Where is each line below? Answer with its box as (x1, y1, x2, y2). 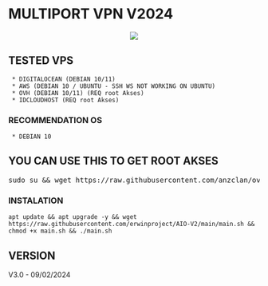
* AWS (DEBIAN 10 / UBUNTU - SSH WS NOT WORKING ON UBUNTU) (11, 81, 216, 90)
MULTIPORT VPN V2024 (8, 5, 174, 23)
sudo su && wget (8, 175, 72, 185)
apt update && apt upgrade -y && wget (8, 213, 137, 221)
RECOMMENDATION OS (8, 114, 102, 125)
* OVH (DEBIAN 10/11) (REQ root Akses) (11, 89, 145, 97)
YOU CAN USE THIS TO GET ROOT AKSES (8, 154, 219, 168)
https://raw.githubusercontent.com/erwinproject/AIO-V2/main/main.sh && (8, 220, 255, 228)
